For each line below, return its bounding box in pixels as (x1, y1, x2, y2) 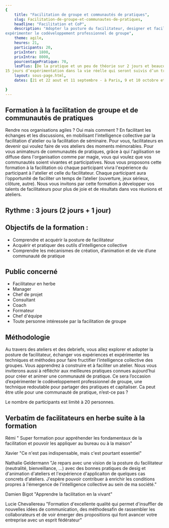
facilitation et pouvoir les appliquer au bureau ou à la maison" (5, 440, 132, 446)
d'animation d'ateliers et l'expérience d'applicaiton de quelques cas (5, 470, 146, 477)
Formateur (12, 307, 34, 313)
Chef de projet (12, 291, 43, 298)
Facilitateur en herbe (12, 281, 56, 287)
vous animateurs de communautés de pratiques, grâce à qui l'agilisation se (5, 148, 161, 154)
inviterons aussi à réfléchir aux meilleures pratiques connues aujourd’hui (5, 368, 155, 374)
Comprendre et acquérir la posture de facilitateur (12, 237, 114, 243)
